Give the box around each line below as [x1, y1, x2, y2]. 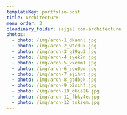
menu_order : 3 [6, 20, 43, 26]
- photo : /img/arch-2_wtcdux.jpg [12, 43, 97, 49]
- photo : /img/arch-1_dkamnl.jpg [12, 37, 97, 43]
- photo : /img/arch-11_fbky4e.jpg [12, 94, 100, 100]
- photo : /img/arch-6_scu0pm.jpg [12, 65, 97, 72]
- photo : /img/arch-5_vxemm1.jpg [12, 60, 97, 66]
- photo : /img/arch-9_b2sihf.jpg [12, 83, 97, 89]
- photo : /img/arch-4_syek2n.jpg [12, 54, 97, 60]
